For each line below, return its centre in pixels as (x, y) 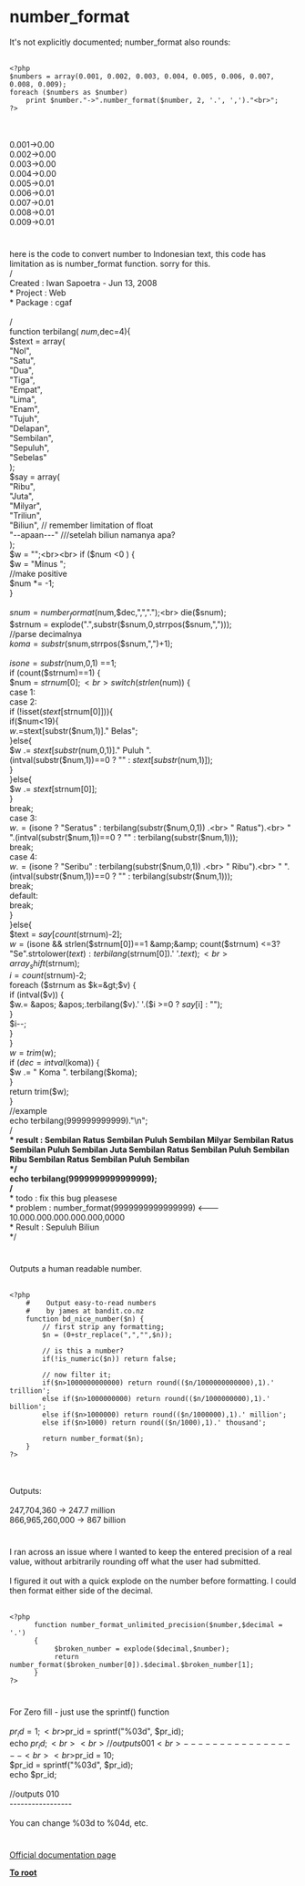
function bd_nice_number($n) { (85, 1319)
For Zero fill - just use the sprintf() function (90, 1712)
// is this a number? (83, 1351)
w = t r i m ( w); (33, 1052)
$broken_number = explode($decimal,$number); (142, 1649)
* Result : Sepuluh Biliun (55, 1227)
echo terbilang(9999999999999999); (83, 1179)
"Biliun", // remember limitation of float (81, 525)
